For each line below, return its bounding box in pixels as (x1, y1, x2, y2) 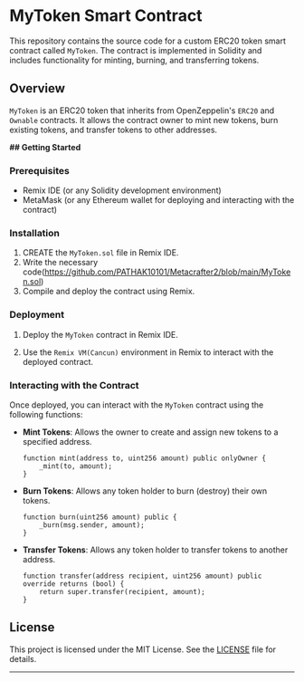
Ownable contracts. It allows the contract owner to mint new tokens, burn (9, 114, 279, 125)
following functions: (9, 408, 83, 419)
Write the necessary (22, 257, 99, 268)
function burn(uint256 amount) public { (22, 513, 177, 522)
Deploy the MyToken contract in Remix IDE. (22, 329, 178, 340)
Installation (9, 226, 61, 239)
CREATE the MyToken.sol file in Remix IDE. (22, 247, 179, 258)
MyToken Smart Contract (9, 5, 203, 26)
